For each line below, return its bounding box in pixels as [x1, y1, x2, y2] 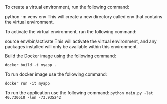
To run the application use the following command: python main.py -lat [5, 90, 153, 96]
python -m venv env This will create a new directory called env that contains [5, 14, 163, 19]
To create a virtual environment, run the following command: [5, 4, 130, 10]
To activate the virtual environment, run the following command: [5, 29, 137, 34]
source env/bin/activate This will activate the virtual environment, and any [5, 38, 157, 44]
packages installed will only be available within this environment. [5, 44, 138, 49]
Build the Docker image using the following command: [5, 53, 116, 59]
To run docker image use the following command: [5, 71, 107, 77]
